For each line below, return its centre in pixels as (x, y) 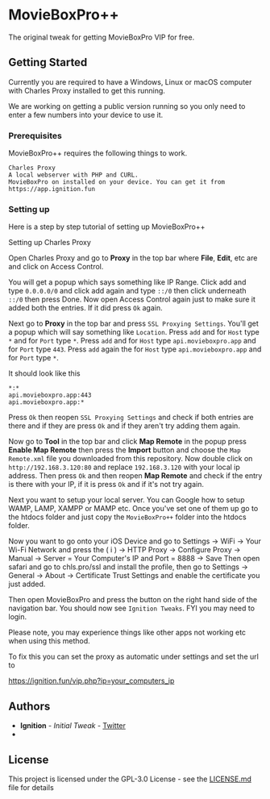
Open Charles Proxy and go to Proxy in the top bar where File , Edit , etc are (133, 258)
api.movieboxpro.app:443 (50, 395)
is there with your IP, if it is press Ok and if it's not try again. (106, 485)
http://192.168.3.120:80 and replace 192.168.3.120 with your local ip (124, 467)
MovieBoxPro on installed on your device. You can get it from (117, 182)
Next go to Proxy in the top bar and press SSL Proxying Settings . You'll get (134, 323)
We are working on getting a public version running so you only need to (127, 106)
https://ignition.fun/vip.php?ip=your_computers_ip (91, 681)
